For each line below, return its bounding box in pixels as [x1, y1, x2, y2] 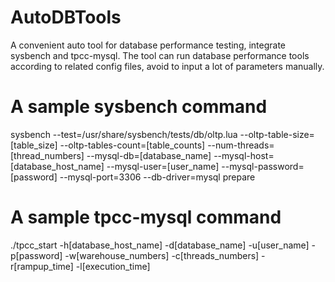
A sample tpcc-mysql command [10, 206, 282, 229]
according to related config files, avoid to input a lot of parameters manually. [10, 60, 325, 72]
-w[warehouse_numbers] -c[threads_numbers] [64, 249, 260, 261]
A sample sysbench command [10, 96, 268, 118]
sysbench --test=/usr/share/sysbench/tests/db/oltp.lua [10, 128, 238, 140]
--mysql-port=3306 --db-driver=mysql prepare [59, 171, 256, 183]
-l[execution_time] [75, 260, 151, 272]
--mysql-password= [221, 160, 305, 172]
